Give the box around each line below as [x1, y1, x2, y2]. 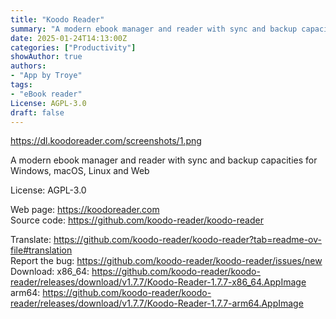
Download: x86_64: [10, 266, 90, 278]
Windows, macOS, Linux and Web [10, 165, 150, 177]
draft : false [10, 107, 65, 118]
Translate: [10, 234, 52, 246]
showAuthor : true [10, 52, 83, 62]
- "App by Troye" [10, 71, 83, 81]
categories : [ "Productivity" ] [10, 42, 137, 53]
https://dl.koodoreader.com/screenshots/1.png [10, 135, 202, 147]
